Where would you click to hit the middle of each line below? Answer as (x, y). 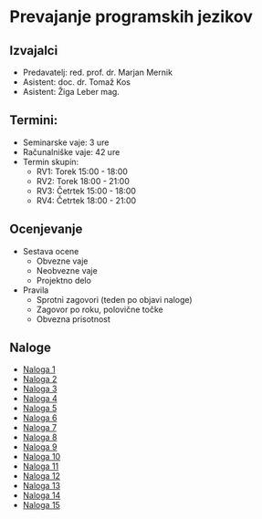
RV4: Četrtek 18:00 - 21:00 (86, 200)
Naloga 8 (40, 437)
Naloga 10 (42, 457)
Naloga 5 (40, 409)
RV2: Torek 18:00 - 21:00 (83, 181)
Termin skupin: (51, 161)
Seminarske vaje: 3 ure (66, 142)
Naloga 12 (42, 476)
